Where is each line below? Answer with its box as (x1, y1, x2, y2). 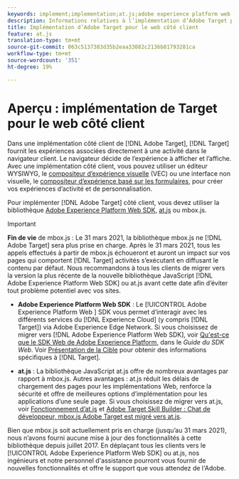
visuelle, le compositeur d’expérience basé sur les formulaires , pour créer (7, 177, 223, 185)
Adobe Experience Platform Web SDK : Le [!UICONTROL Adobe (17, 300, 207, 308)
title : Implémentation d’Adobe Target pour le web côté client (7, 23, 199, 31)
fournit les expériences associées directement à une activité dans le (7, 147, 207, 155)
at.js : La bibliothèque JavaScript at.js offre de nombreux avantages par (17, 367, 229, 375)
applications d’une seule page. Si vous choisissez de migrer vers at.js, (17, 396, 223, 406)
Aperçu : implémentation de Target (7, 100, 218, 116)
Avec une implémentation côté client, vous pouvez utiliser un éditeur (7, 162, 208, 170)
